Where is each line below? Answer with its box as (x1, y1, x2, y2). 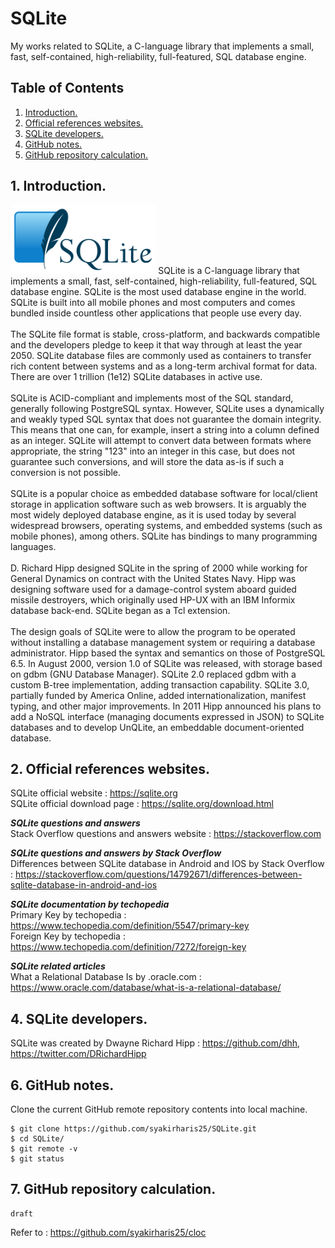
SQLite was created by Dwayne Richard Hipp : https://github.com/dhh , (10, 1037, 301, 1049)
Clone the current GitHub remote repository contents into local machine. (10, 1103, 308, 1115)
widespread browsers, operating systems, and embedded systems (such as (10, 519, 323, 531)
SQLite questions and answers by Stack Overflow (10, 847, 222, 859)
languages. (10, 540, 57, 552)
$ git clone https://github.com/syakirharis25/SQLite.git (10, 1124, 257, 1134)
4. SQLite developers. (10, 1010, 148, 1027)
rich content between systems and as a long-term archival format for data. (10, 360, 318, 372)
